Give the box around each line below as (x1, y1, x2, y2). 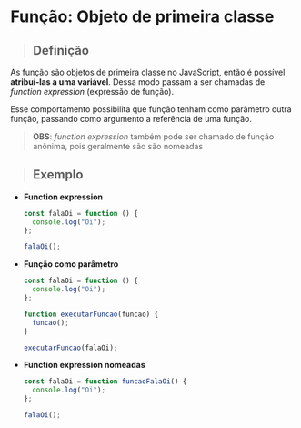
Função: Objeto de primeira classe (10, 6, 275, 27)
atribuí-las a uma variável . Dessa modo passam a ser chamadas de (10, 76, 266, 87)
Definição (32, 43, 90, 58)
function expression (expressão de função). (10, 87, 175, 97)
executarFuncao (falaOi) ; (23, 343, 118, 352)
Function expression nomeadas (23, 360, 146, 371)
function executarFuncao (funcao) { (23, 310, 159, 319)
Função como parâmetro (23, 259, 119, 270)
